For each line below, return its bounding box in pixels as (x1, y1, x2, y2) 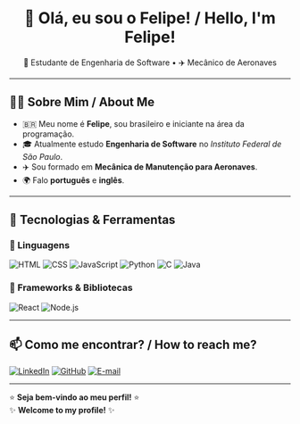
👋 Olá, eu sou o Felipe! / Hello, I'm (23, 8, 277, 29)
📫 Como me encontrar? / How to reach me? (9, 337, 257, 353)
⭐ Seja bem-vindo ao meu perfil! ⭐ (9, 392, 140, 403)
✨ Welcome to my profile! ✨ (9, 404, 115, 415)
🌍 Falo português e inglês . (21, 174, 125, 186)
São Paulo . (21, 151, 63, 162)
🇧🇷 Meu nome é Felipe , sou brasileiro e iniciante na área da (21, 118, 246, 129)
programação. (21, 129, 75, 139)
